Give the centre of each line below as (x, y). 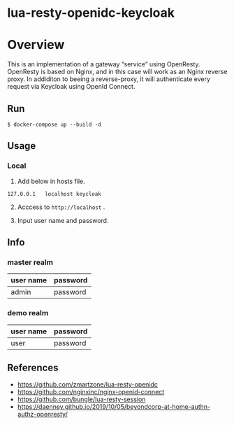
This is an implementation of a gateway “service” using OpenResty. (104, 64)
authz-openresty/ (42, 415)
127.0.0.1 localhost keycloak (54, 194)
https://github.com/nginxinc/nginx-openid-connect (91, 392)
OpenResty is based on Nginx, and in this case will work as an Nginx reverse (117, 72)
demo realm (28, 313)
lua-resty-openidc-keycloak (91, 13)
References (33, 368)
